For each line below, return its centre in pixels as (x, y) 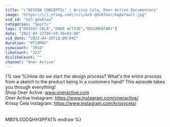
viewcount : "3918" (25, 48)
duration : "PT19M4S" (27, 43)
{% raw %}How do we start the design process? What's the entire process (83, 76)
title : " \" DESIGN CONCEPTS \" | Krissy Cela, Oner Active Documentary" (82, 10)
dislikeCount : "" (24, 57)
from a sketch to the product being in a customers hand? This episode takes (85, 82)
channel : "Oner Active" (31, 62)
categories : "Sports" (28, 24)
